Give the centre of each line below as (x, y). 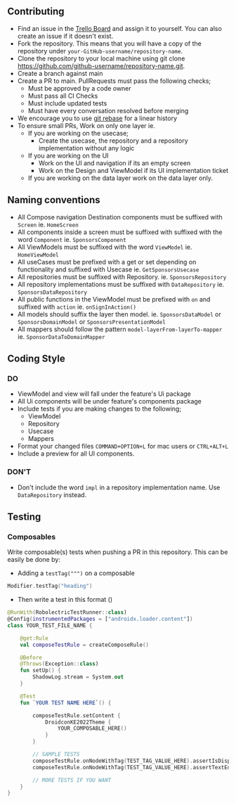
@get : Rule (34, 638)
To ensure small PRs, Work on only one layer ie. (86, 125)
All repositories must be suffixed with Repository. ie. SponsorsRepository (122, 276)
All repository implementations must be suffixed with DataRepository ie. (121, 284)
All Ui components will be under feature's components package (110, 401)
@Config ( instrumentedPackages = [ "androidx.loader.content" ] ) (100, 619)
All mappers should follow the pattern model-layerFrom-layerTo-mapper (120, 329)
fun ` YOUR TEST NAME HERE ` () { (66, 702)
